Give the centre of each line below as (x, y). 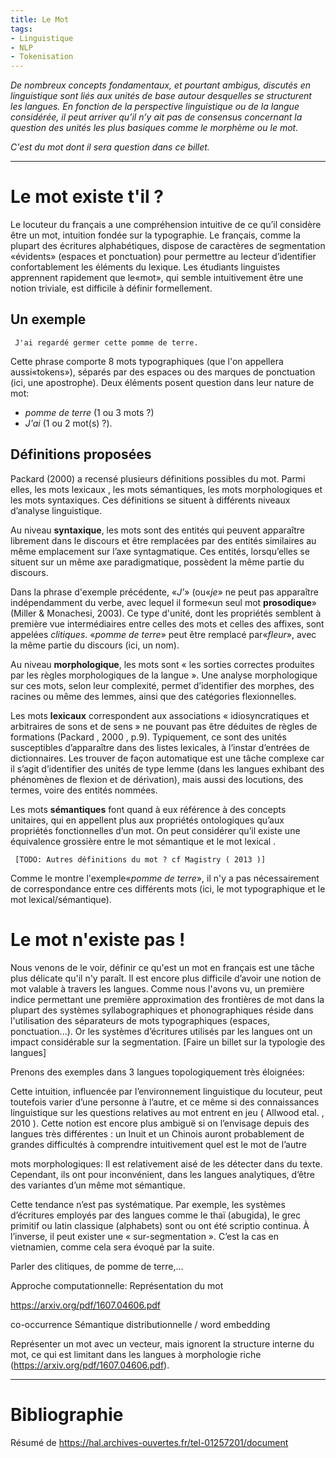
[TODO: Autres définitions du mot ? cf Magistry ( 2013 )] (140, 859)
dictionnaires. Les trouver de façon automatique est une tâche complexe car (167, 758)
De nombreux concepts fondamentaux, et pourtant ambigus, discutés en (160, 85)
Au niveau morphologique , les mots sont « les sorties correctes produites (162, 664)
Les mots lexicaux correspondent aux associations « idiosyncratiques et (160, 715)
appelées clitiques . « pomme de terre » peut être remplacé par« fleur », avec (163, 634)
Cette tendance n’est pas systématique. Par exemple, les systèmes (148, 1204)
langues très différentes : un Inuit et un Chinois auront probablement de (157, 1133)
